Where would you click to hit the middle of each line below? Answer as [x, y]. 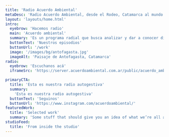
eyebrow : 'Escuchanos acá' [38, 66]
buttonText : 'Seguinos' [34, 99]
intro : [12, 24]
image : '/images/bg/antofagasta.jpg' [49, 52]
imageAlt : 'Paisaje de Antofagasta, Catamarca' [61, 57]
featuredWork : [20, 108]
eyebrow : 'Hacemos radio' [37, 29]
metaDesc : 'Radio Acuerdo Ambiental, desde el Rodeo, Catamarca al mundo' [85, 15]
